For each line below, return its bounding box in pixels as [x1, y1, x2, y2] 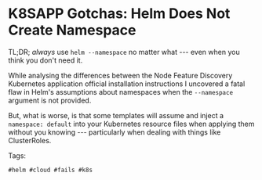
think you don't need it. [8, 56, 83, 65]
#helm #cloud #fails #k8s [8, 166, 93, 174]
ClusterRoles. [8, 135, 52, 145]
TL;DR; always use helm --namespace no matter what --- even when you [8, 47, 241, 56]
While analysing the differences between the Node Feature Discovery [8, 70, 233, 80]
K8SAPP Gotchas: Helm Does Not [8, 5, 231, 23]
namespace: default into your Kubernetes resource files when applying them [8, 119, 255, 128]
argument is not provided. [8, 95, 92, 105]
